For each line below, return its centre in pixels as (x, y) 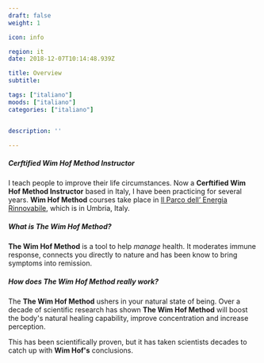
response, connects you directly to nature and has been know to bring (123, 255)
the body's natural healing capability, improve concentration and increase (128, 319)
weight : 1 (25, 23)
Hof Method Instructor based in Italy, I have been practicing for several (125, 192)
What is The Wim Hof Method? (60, 226)
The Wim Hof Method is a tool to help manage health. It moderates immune (132, 246)
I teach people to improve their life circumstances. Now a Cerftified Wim (127, 183)
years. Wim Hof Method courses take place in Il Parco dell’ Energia (118, 200)
